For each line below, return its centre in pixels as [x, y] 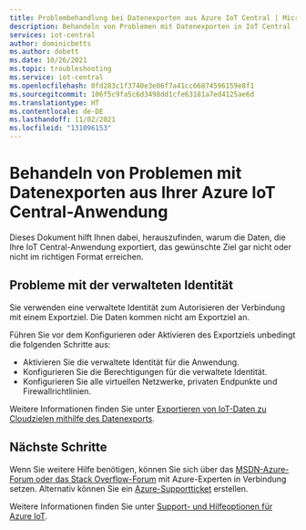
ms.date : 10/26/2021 [49, 60]
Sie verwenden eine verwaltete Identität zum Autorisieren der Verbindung [147, 307]
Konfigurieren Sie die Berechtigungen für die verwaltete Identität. [145, 371]
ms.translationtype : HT [55, 103]
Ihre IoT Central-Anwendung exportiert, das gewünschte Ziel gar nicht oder [150, 246]
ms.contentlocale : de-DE [56, 111]
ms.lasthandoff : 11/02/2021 [63, 120]
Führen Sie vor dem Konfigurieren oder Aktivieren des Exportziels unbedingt [153, 335]
